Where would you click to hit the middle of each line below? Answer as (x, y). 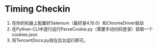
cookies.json (25, 34)
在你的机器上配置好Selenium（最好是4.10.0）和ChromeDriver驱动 (78, 23)
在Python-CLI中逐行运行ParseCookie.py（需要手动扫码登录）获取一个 (82, 29)
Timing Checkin (38, 9)
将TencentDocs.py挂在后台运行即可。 (50, 40)
